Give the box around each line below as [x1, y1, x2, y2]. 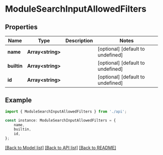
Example [5, 96, 32, 104]
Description [65, 38, 93, 44]
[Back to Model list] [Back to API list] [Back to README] [5, 145, 116, 151]
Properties [5, 23, 38, 31]
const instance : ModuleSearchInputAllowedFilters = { [5, 118, 116, 123]
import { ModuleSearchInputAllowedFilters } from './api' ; [5, 109, 127, 114]
